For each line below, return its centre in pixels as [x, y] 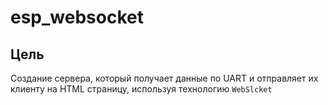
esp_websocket [77, 17]
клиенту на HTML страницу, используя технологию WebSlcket [141, 89]
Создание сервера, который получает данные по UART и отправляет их [164, 78]
